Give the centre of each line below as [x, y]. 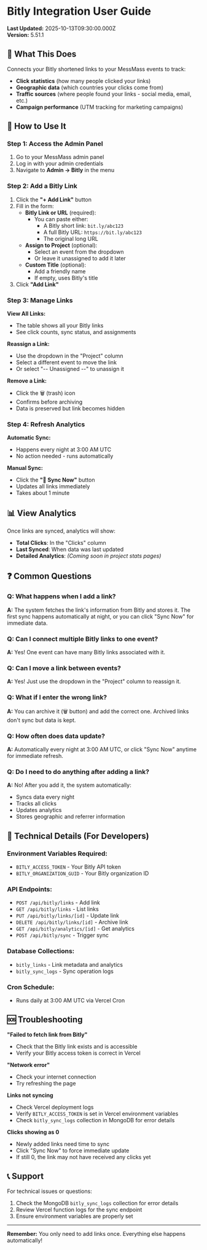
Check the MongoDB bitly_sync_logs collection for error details [97, 1203]
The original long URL [71, 238]
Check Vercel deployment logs [55, 1107]
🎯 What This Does [42, 54]
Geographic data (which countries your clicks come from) [90, 87]
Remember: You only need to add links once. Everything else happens [96, 1233]
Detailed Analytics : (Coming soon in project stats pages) [88, 556]
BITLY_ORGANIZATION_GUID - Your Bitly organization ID [82, 873]
